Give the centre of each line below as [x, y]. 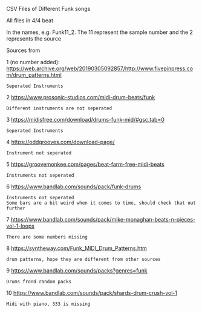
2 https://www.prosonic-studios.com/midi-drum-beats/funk [81, 97]
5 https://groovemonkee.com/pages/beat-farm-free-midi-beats [85, 164]
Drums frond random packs [39, 282]
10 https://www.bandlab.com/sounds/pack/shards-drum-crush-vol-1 [92, 293]
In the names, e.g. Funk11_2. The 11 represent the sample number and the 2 [100, 32]
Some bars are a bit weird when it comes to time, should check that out [101, 203]
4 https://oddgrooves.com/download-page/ [60, 142]
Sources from [23, 50]
